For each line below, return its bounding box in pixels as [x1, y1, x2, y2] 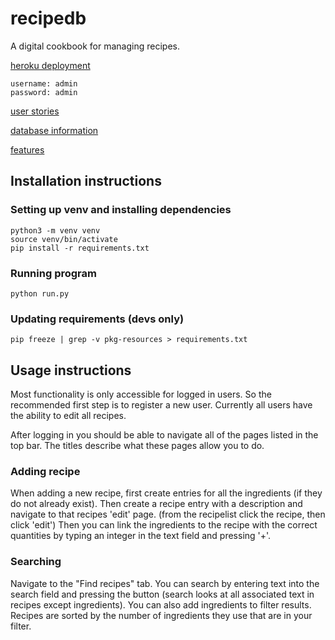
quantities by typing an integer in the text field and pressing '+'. [10, 530, 272, 542]
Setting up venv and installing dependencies [10, 203, 232, 217]
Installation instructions [10, 173, 162, 190]
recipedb [10, 7, 87, 30]
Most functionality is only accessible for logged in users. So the [10, 388, 272, 401]
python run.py [10, 288, 70, 299]
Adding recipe [10, 464, 81, 478]
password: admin [10, 87, 78, 97]
